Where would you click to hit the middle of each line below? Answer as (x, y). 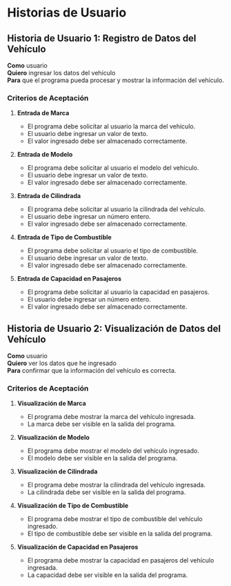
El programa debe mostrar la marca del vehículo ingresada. (111, 417)
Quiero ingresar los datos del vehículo (61, 73)
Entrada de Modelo (45, 155)
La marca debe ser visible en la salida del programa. (101, 424)
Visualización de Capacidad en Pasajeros (78, 547)
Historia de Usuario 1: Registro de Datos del (102, 38)
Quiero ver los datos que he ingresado (62, 363)
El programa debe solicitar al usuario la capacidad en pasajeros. (119, 292)
